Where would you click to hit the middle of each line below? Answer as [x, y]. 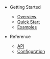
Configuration [31, 51]
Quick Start [28, 22]
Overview [27, 16]
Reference [20, 37]
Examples [27, 27]
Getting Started [25, 7]
